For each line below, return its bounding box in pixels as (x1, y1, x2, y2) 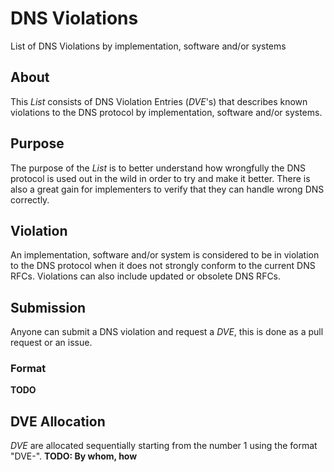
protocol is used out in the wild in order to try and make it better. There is (10, 172, 311, 184)
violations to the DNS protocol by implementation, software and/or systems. (10, 106, 323, 118)
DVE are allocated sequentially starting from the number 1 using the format (10, 440, 318, 452)
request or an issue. (10, 337, 93, 349)
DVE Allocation (10, 413, 106, 430)
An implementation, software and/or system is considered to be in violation (10, 249, 320, 261)
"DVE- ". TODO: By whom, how (10, 450, 138, 462)
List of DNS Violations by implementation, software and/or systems (10, 40, 287, 52)
